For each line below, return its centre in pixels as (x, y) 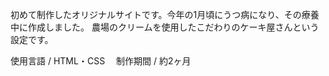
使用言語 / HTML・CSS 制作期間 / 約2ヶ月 (101, 61)
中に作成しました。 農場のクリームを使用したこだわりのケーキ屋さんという (165, 27)
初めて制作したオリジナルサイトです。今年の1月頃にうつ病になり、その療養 (165, 14)
